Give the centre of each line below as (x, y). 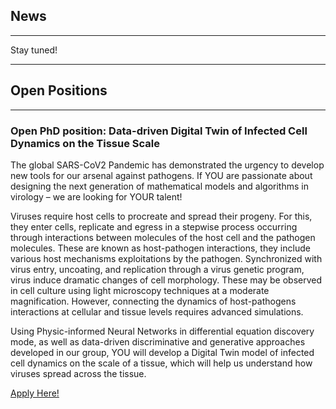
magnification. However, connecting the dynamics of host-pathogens (153, 301)
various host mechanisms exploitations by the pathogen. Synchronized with (166, 258)
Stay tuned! (34, 50)
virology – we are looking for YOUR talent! (96, 196)
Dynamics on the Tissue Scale (85, 143)
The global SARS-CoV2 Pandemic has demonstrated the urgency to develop (167, 165)
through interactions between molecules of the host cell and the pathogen (163, 237)
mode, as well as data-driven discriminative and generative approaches (158, 341)
